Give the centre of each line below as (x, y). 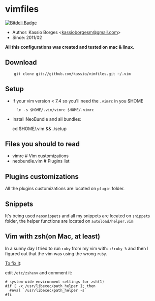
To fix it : (13, 263)
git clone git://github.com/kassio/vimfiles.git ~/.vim (73, 74)
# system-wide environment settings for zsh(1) (55, 282)
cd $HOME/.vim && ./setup (39, 129)
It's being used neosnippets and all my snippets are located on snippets (78, 216)
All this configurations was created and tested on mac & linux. (70, 47)
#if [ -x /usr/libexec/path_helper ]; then (50, 286)
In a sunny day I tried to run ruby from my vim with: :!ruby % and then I (77, 248)
